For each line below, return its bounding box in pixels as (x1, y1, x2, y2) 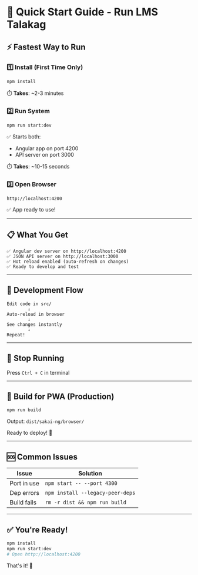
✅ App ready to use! (6, 206, 56, 213)
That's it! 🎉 (6, 562, 33, 569)
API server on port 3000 (15, 151, 74, 158)
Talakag (6, 18, 46, 31)
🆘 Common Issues (6, 452, 78, 462)
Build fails (9, 498, 37, 507)
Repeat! (6, 332, 26, 338)
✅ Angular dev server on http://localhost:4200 (6, 249, 127, 255)
